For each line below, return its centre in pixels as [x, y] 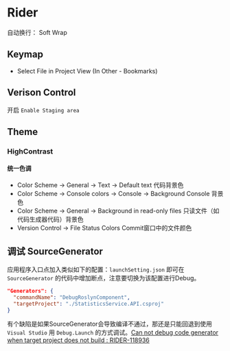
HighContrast [30, 151]
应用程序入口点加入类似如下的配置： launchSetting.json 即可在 [96, 269]
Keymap [25, 55]
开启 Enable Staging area [43, 110]
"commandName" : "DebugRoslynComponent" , [72, 297]
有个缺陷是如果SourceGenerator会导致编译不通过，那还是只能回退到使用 [110, 324]
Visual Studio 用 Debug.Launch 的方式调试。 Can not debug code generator [113, 332]
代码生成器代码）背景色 [50, 219]
